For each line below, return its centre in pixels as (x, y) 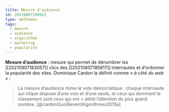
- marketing (23, 43)
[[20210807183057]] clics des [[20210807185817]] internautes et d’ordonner (85, 67)
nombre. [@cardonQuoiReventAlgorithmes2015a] (69, 104)
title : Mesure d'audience (32, 10)
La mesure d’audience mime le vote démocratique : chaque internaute (91, 88)
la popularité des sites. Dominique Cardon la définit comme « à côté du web (84, 73)
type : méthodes (21, 19)
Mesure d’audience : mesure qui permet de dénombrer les (67, 62)
